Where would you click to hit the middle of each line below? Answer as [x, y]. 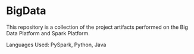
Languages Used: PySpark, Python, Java [56, 45]
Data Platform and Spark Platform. [48, 33]
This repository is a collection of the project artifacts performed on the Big [97, 27]
